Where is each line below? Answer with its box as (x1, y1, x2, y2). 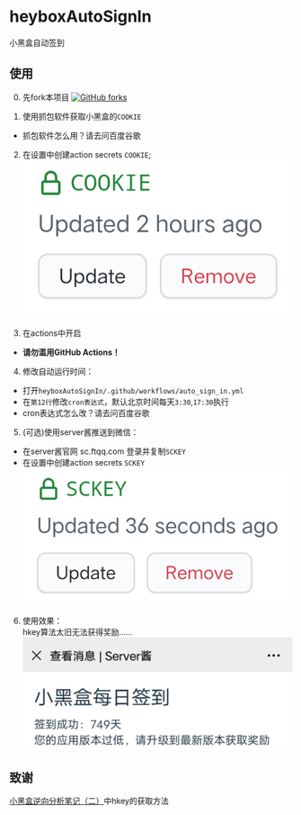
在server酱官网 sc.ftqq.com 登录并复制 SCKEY (22, 446, 186, 457)
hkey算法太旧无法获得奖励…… (22, 627, 133, 638)
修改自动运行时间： (22, 367, 94, 377)
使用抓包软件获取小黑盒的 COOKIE (22, 111, 142, 122)
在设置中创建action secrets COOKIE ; (22, 149, 151, 159)
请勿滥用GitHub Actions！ (22, 347, 121, 358)
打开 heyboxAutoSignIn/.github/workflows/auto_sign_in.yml (22, 385, 244, 396)
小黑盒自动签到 (9, 37, 65, 48)
